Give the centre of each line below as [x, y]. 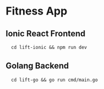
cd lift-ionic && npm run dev [49, 47]
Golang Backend [37, 66]
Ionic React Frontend [46, 34]
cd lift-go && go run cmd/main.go [54, 80]
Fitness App [37, 11]
